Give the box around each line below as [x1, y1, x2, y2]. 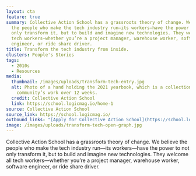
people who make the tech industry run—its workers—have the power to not [6, 145, 190, 152]
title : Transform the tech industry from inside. [6, 47, 129, 52]
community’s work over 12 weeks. [16, 90, 98, 96]
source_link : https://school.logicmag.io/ [6, 111, 111, 117]
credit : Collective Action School [11, 95, 95, 101]
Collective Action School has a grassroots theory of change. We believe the [6, 138, 188, 145]
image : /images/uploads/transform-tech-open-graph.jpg [6, 122, 142, 128]
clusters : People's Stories [6, 52, 75, 58]
